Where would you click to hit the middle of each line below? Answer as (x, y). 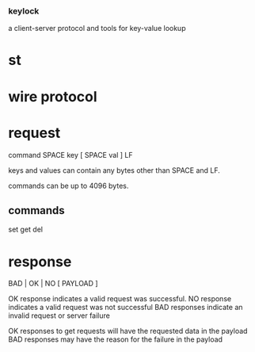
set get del (26, 230)
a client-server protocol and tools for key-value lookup (97, 29)
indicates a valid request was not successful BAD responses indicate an (126, 308)
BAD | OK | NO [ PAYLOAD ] (53, 284)
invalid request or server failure (59, 316)
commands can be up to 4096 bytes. (69, 186)
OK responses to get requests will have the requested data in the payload (128, 331)
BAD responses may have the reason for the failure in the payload (116, 339)
